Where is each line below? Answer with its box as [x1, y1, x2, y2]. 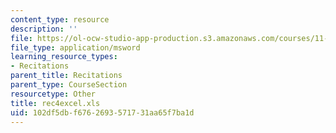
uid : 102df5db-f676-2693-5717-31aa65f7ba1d [10, 107, 195, 118]
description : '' [10, 24, 78, 34]
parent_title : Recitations [10, 71, 123, 81]
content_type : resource [10, 14, 110, 25]
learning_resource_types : [10, 52, 118, 62]
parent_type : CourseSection [10, 80, 128, 90]
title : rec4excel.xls [10, 98, 101, 108]
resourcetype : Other [10, 89, 97, 99]
